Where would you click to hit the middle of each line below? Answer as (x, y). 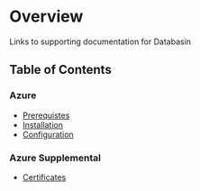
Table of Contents (61, 70)
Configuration (48, 134)
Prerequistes (46, 115)
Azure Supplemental (55, 158)
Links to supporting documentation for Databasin (100, 41)
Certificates (44, 177)
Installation (43, 124)
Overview (46, 17)
